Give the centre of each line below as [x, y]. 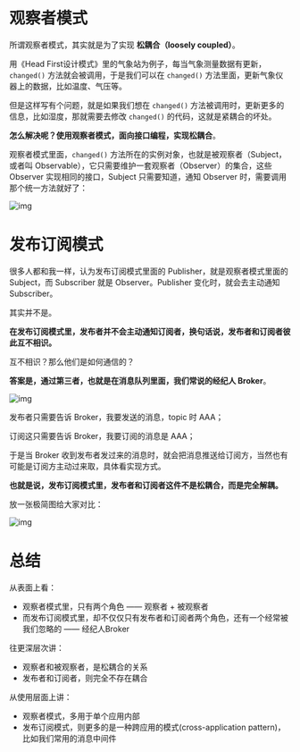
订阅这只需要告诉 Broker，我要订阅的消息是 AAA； [102, 435]
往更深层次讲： [37, 647]
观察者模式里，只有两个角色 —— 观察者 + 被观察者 [115, 606]
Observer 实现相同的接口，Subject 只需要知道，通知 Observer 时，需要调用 [148, 176]
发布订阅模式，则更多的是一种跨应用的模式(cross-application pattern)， [154, 727]
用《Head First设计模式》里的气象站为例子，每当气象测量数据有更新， [137, 63]
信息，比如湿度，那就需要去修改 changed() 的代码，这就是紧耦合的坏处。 [143, 116]
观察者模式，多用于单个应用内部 [81, 715]
